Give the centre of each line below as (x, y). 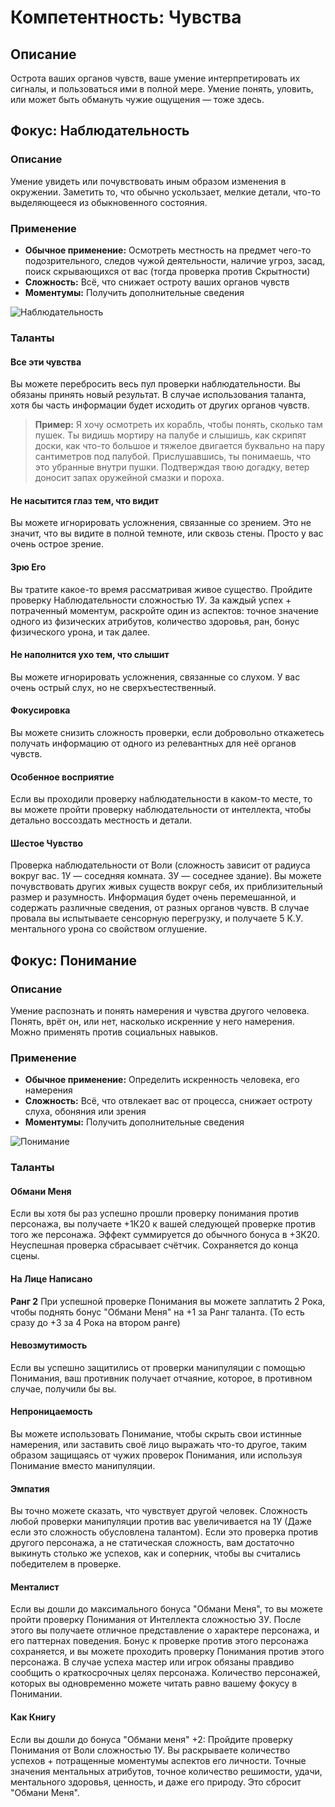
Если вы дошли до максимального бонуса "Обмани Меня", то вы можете (166, 1609)
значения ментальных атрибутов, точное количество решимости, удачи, (166, 1771)
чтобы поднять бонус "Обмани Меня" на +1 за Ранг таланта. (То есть (157, 1312)
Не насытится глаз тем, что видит (85, 500)
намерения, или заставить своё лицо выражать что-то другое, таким (159, 1445)
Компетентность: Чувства (126, 17)
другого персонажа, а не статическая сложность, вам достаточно (152, 1543)
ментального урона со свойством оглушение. (109, 929)
